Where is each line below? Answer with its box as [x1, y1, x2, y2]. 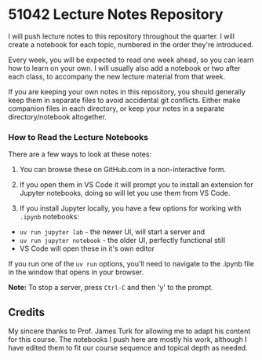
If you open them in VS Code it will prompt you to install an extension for [19, 180, 253, 189]
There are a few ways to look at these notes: [8, 149, 151, 159]
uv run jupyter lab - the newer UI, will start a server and [19, 227, 206, 237]
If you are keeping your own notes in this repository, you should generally [8, 86, 246, 96]
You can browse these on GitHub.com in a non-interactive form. [19, 165, 226, 174]
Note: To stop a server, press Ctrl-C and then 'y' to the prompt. [8, 283, 213, 292]
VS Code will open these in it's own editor [19, 244, 155, 253]
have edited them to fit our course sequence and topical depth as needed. [8, 343, 249, 353]
